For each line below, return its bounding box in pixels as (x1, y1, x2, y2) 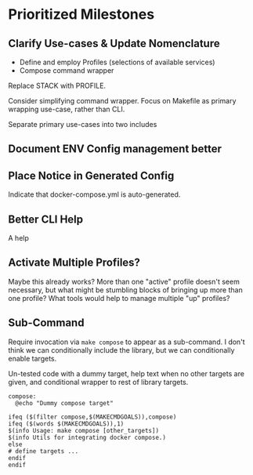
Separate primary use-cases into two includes (8, 120, 157, 129)
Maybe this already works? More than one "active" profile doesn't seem (8, 277, 240, 286)
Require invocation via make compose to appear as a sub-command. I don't (8, 337, 245, 346)
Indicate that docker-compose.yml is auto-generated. (8, 190, 181, 199)
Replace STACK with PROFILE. (8, 81, 107, 90)
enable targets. (8, 354, 57, 363)
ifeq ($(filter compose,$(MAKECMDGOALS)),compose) (8, 413, 177, 421)
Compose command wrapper (19, 66, 114, 75)
